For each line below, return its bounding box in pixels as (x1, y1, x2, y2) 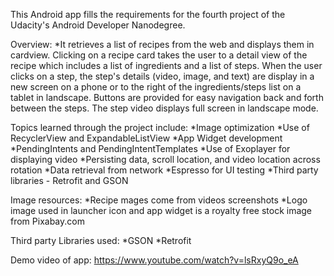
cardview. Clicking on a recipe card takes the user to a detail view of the (10, 49, 308, 61)
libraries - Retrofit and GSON (10, 175, 129, 186)
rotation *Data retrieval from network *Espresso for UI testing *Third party (10, 164, 319, 176)
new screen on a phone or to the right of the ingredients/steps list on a (10, 81, 302, 93)
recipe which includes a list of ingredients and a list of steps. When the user (10, 60, 323, 71)
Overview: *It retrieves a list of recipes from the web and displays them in (10, 39, 315, 50)
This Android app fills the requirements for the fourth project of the (10, 9, 286, 20)
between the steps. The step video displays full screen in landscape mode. (10, 102, 319, 114)
